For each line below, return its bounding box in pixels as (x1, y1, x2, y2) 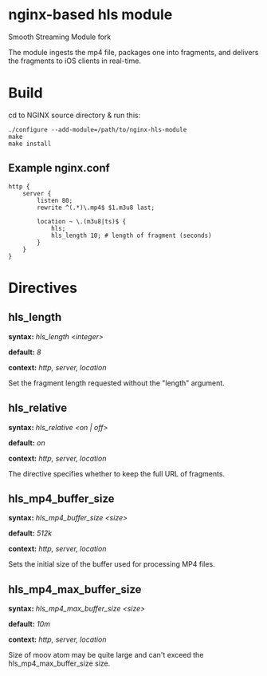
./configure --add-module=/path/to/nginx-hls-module (8, 125, 187, 133)
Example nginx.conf (8, 161, 110, 175)
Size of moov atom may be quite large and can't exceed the (8, 650, 204, 660)
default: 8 (8, 347, 41, 357)
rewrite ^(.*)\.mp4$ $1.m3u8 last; (37, 204, 155, 211)
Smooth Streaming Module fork (8, 32, 112, 42)
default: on (8, 437, 45, 448)
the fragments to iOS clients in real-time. (8, 56, 142, 65)
